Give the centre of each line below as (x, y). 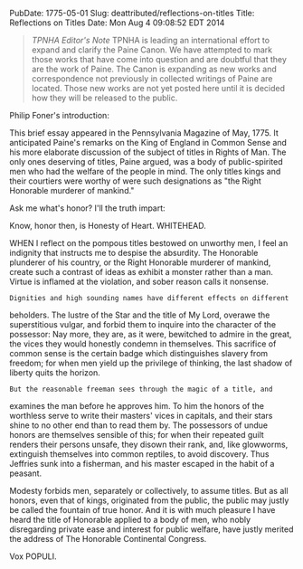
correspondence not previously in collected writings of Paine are (152, 79)
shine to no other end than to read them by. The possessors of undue (139, 425)
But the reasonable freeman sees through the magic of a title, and (141, 389)
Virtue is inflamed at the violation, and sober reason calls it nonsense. (139, 281)
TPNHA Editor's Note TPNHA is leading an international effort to (150, 40)
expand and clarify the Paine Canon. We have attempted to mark (152, 50)
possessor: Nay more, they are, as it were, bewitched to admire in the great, (151, 334)
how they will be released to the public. (104, 98)
